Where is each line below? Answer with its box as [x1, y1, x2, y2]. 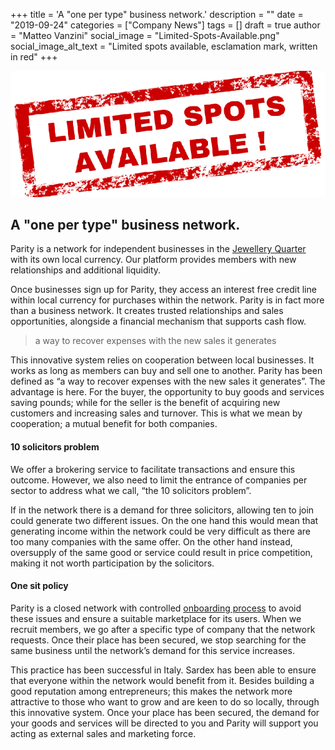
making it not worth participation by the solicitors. [10, 557, 215, 569]
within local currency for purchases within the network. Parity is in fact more [10, 294, 325, 306]
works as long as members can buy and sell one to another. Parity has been [10, 365, 323, 377]
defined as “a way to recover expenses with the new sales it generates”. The [10, 375, 326, 388]
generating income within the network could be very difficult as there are [10, 525, 311, 537]
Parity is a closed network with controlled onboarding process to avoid [10, 602, 302, 614]
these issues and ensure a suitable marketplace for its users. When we [10, 612, 302, 624]
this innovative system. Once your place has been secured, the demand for [10, 706, 320, 718]
